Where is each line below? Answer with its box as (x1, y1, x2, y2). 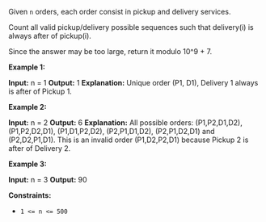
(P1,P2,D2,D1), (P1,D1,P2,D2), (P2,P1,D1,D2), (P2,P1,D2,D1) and (8, 127, 216, 136)
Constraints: (8, 191, 52, 200)
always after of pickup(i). (8, 31, 91, 40)
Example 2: (8, 103, 47, 111)
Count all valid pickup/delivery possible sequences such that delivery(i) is (8, 23, 254, 31)
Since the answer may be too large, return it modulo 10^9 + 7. (8, 47, 213, 56)
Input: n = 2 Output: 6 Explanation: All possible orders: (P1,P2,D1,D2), (8, 118, 243, 128)
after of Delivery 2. (8, 144, 71, 153)
